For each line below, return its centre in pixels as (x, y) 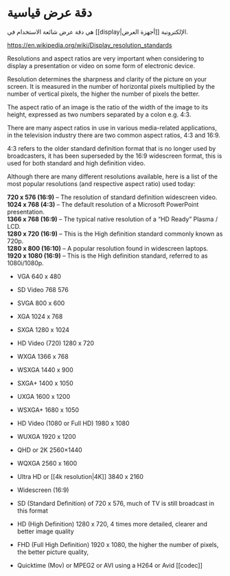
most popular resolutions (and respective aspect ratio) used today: (101, 183)
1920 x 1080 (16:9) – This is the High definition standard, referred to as (107, 256)
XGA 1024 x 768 (40, 316)
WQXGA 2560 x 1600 (47, 463)
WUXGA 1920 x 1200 (46, 436)
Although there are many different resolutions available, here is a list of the (113, 176)
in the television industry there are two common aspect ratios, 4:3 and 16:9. (114, 135)
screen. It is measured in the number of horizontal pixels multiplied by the (111, 86)
